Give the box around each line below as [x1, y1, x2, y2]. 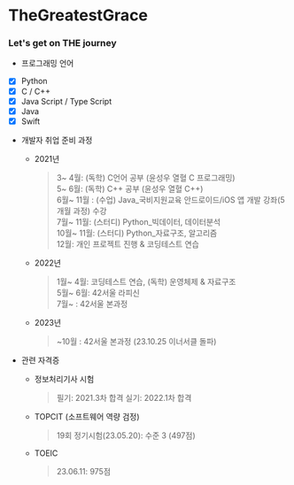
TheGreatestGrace [8, 5, 148, 26]
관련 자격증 [20, 355, 60, 366]
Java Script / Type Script [20, 96, 112, 106]
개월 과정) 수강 [56, 205, 107, 216]
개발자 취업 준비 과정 [20, 135, 93, 145]
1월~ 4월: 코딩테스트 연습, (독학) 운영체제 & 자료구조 [56, 276, 236, 287]
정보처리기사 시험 [34, 373, 95, 384]
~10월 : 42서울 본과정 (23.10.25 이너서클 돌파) [56, 335, 217, 346]
